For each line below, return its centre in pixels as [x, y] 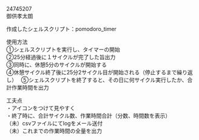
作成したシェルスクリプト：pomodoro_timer [62, 29]
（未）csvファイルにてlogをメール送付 [55, 123]
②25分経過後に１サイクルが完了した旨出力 [61, 57]
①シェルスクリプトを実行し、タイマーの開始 [63, 49]
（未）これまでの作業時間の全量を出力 [54, 131]
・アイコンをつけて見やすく [41, 108]
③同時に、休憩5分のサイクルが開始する [57, 65]
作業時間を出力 [30, 87]
